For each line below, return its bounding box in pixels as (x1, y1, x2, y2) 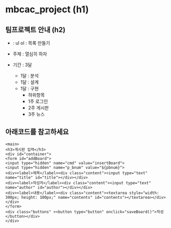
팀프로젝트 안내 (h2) (5, 25, 66, 34)
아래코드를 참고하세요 (5, 127, 69, 137)
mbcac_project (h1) (5, 4, 89, 15)
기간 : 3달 (12, 62, 32, 68)
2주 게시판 (28, 105, 49, 111)
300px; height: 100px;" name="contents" (5, 195, 93, 200)
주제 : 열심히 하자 (12, 51, 47, 57)
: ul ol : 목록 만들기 (12, 40, 50, 46)
